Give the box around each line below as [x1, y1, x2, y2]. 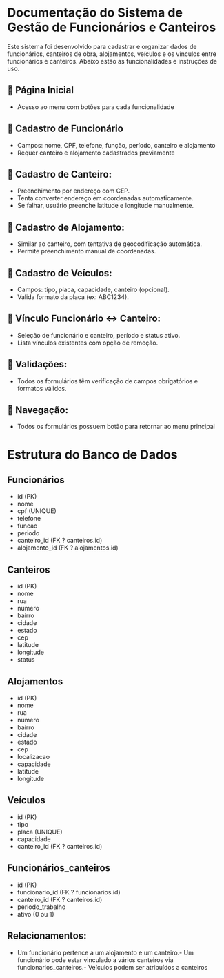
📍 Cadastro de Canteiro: [7, 168, 112, 180]
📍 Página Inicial [7, 84, 74, 96]
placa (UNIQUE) [17, 827, 63, 836]
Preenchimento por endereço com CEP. [17, 186, 130, 195]
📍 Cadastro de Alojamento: [7, 221, 125, 233]
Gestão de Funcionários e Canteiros [7, 19, 216, 35]
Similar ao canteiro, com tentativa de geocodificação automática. [17, 240, 202, 248]
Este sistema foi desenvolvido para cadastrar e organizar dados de [7, 42, 197, 50]
